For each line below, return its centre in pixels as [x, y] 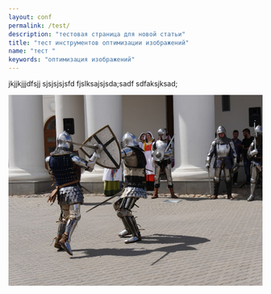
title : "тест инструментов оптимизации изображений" [99, 43]
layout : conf [30, 17]
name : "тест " [32, 51]
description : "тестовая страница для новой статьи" [97, 34]
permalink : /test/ [39, 25]
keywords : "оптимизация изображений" [72, 60]
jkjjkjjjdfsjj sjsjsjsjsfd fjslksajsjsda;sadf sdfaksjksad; [93, 84]
